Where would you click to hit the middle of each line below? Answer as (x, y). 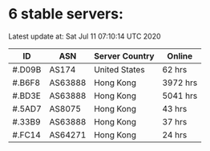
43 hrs (175, 108)
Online (180, 55)
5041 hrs (180, 96)
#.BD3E (27, 96)
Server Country (124, 55)
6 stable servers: (66, 14)
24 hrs (175, 135)
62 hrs (175, 69)
